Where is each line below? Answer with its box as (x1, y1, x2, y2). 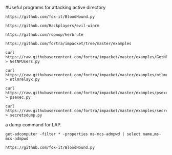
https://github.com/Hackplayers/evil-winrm (5, 23, 100, 28)
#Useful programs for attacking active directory (5, 5, 106, 10)
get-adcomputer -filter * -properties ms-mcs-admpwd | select (5, 131, 141, 137)
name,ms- (142, 131, 161, 137)
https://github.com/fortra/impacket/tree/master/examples (5, 41, 132, 46)
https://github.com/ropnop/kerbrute (5, 32, 83, 37)
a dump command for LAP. (5, 122, 62, 127)
